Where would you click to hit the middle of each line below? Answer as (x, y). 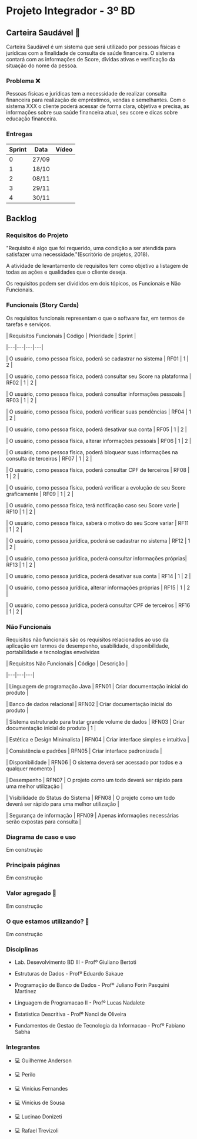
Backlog (21, 219)
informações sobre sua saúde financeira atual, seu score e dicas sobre (92, 113)
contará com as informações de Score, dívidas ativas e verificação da (91, 59)
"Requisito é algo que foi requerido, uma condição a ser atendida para (91, 248)
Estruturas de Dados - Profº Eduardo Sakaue (69, 974)
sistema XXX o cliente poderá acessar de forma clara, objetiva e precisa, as (98, 106)
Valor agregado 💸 (31, 893)
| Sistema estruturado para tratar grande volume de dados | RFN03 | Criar (96, 721)
